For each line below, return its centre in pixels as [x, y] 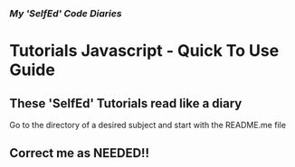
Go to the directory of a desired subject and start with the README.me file [148, 125]
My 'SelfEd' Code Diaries [66, 14]
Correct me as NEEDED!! [80, 153]
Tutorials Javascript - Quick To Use [144, 51]
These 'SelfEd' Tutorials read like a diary [126, 103]
